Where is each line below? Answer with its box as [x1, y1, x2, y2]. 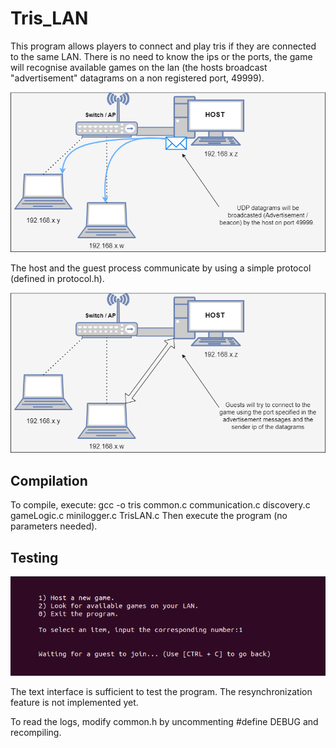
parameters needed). [10, 520, 98, 532]
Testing [10, 549, 59, 566]
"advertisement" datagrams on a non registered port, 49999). [10, 72, 265, 84]
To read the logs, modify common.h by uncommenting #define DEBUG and [10, 715, 319, 727]
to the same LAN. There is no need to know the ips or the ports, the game [10, 50, 313, 62]
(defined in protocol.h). [10, 273, 105, 285]
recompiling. [10, 726, 62, 738]
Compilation [10, 472, 88, 489]
